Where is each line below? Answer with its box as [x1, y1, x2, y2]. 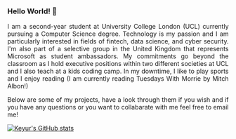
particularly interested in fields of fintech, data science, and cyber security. [7, 37, 229, 46]
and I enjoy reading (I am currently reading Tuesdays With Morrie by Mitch [7, 74, 229, 83]
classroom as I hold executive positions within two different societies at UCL [7, 60, 229, 68]
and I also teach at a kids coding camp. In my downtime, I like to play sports [7, 67, 229, 76]
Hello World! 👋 [7, 6, 58, 16]
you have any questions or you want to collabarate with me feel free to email [7, 103, 229, 112]
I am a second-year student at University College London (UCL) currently [7, 22, 229, 31]
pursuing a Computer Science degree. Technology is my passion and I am [7, 29, 229, 38]
